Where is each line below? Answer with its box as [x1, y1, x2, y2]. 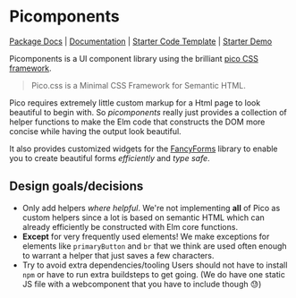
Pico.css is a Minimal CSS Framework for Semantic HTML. [30, 80, 246, 90]
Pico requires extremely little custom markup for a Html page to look [9, 97, 261, 108]
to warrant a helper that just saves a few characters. [21, 250, 215, 260]
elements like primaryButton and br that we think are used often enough [21, 240, 288, 251]
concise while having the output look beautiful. [9, 125, 182, 136]
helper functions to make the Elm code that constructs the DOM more [9, 116, 266, 127]
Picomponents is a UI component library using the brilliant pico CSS [9, 53, 259, 64]
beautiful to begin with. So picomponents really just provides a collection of [9, 106, 288, 117]
